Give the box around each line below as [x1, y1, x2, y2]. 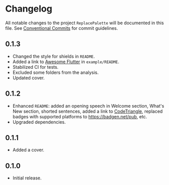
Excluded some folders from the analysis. [12, 69, 99, 75]
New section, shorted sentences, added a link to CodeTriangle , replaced [12, 108, 163, 114]
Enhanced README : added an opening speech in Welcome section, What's [12, 103, 164, 109]
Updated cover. [12, 74, 45, 81]
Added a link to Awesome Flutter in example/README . [12, 59, 120, 65]
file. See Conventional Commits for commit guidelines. [5, 25, 119, 31]
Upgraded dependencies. [12, 119, 66, 125]
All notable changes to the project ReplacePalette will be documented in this [5, 20, 164, 26]
